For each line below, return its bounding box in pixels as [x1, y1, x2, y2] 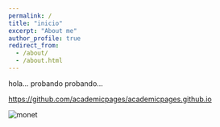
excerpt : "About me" [8, 27, 78, 35]
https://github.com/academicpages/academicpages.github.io [8, 94, 212, 104]
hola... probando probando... [8, 78, 103, 88]
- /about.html [15, 57, 63, 65]
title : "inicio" [8, 19, 63, 27]
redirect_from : [8, 42, 60, 50]
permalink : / [8, 11, 52, 20]
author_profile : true [8, 34, 81, 43]
